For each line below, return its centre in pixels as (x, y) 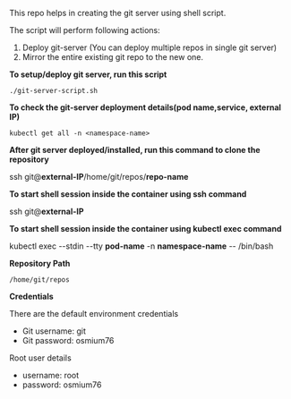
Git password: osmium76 (68, 340)
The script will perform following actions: (85, 30)
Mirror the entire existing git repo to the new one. (113, 57)
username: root (51, 375)
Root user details (40, 358)
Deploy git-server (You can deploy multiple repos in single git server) (150, 47)
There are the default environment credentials (94, 314)
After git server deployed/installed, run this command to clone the (135, 150)
